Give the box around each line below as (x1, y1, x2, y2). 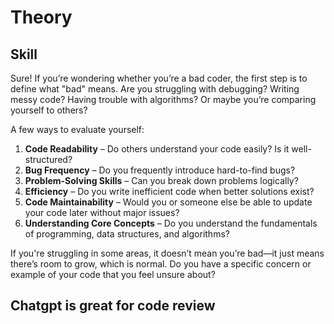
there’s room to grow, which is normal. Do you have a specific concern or (10, 258, 312, 270)
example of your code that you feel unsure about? (10, 269, 216, 280)
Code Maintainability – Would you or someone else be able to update (24, 196, 313, 208)
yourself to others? (10, 104, 88, 116)
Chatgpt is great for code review (10, 297, 216, 315)
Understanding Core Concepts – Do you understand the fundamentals (24, 217, 318, 229)
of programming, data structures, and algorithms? (24, 228, 230, 240)
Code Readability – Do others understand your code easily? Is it (24, 143, 290, 155)
